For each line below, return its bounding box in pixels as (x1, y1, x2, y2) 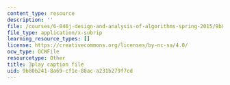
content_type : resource (7, 10, 75, 17)
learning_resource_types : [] (7, 36, 90, 42)
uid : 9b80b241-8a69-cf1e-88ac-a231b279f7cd (7, 67, 133, 74)
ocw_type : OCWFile (7, 49, 60, 56)
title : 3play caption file (7, 61, 84, 68)
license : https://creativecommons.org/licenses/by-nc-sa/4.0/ (7, 42, 188, 49)
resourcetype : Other (7, 55, 66, 62)
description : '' (7, 16, 53, 23)
